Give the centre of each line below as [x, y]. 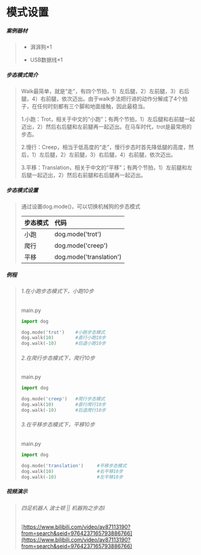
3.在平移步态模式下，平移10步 [58, 424]
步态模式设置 [22, 190]
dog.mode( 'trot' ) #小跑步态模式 [63, 332]
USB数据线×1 [46, 60]
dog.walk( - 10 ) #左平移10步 [72, 477]
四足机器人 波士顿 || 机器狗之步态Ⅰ [63, 508]
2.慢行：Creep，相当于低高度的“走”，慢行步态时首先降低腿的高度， [105, 147]
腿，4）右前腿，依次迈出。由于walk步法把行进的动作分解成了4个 [102, 99]
